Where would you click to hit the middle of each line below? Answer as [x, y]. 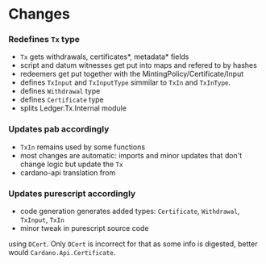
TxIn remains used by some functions [83, 147]
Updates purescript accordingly [72, 193]
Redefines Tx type [44, 40]
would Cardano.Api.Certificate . [62, 253]
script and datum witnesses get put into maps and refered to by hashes [139, 65]
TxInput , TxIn [42, 220]
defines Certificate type [62, 100]
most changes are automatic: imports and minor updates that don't [131, 155]
